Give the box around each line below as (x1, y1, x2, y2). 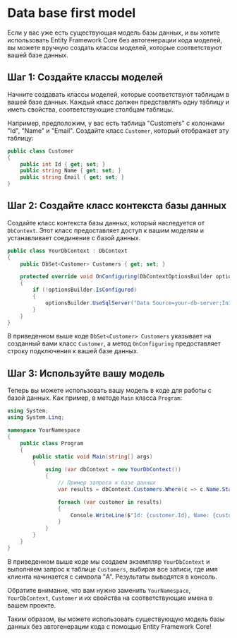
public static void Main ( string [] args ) (32, 453, 153, 460)
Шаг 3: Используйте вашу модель (7, 367, 165, 379)
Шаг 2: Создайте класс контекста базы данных (7, 200, 227, 212)
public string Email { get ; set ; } (20, 174, 125, 181)
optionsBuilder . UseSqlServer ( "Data (44, 299, 150, 307)
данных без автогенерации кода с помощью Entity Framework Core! (7, 622, 212, 630)
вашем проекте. (7, 601, 56, 609)
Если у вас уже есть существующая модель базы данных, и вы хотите (7, 28, 220, 37)
